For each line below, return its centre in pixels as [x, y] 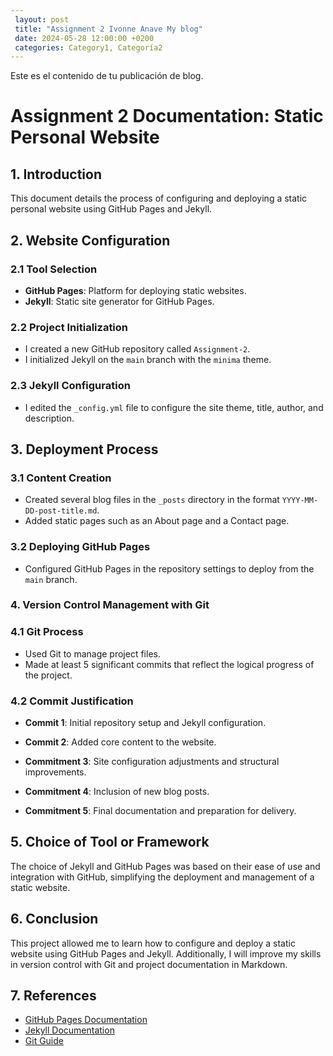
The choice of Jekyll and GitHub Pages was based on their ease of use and [165, 866]
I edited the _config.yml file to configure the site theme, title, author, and [174, 407]
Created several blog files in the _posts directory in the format [152, 500]
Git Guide [44, 1041]
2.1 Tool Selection [54, 269]
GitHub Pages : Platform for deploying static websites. [135, 290]
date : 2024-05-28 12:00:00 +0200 [84, 38]
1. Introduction [56, 174]
